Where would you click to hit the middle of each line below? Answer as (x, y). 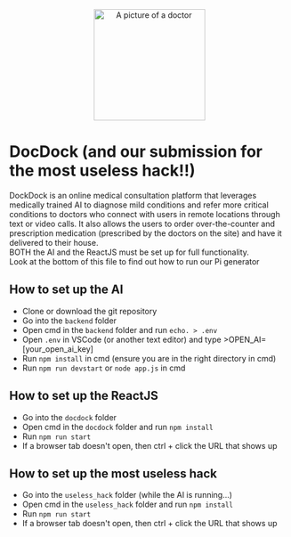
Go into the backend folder (69, 321)
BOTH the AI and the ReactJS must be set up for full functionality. (129, 252)
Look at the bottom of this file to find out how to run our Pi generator (134, 261)
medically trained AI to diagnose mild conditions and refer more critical (139, 205)
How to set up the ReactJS (84, 396)
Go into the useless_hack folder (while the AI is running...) (127, 495)
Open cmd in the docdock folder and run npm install (117, 427)
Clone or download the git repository (89, 311)
